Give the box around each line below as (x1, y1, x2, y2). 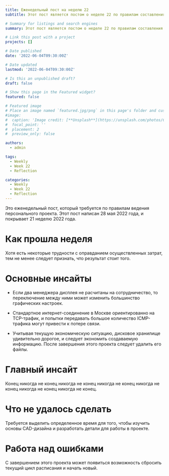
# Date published (5, 49, 42, 54)
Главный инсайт (5, 364, 78, 375)
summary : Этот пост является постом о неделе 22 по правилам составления (5, 26, 163, 31)
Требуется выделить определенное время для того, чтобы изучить (5, 420, 150, 426)
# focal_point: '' (5, 122, 46, 127)
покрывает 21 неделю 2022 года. (5, 215, 76, 221)
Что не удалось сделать (5, 403, 112, 415)
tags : (5, 154, 17, 159)
